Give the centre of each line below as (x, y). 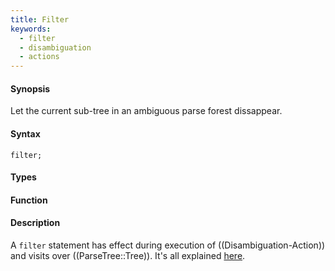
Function (29, 200)
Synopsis (30, 88)
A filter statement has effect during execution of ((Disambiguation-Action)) (168, 245)
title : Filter (40, 19)
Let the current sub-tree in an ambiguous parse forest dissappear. (146, 111)
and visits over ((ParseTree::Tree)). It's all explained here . (128, 255)
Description (35, 223)
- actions (39, 57)
